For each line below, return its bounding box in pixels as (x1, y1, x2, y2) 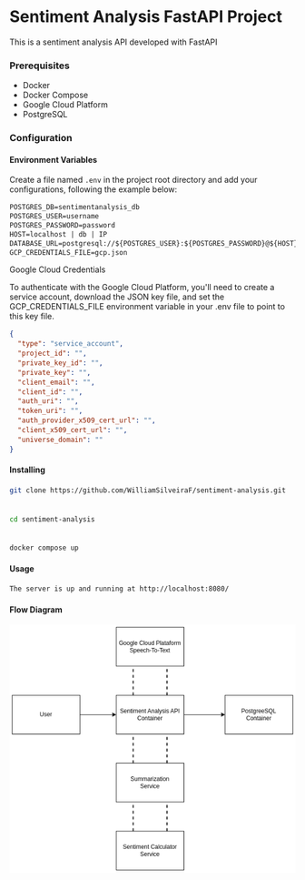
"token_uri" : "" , (17, 407, 84, 416)
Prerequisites (9, 59, 70, 72)
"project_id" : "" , (17, 349, 88, 359)
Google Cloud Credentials (9, 264, 106, 275)
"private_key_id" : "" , (17, 358, 103, 368)
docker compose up (9, 543, 79, 552)
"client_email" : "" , (17, 378, 95, 387)
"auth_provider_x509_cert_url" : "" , (17, 416, 156, 425)
